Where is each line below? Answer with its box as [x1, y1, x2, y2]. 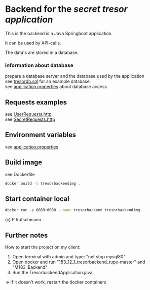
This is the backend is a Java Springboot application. [5, 30, 112, 36]
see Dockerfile [5, 171, 35, 177]
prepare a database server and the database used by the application [5, 73, 145, 79]
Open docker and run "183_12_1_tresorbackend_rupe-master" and [12, 259, 146, 265]
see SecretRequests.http [5, 116, 55, 122]
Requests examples [5, 98, 67, 106]
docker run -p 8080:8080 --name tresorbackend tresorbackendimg [5, 208, 140, 213]
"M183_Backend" [12, 264, 48, 270]
